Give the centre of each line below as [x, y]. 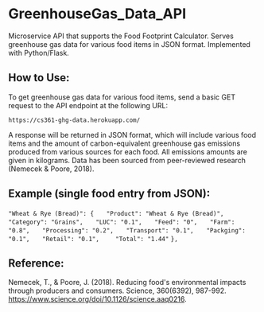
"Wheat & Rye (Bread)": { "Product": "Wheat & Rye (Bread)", [116, 213]
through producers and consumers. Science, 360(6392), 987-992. [117, 291]
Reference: [36, 263]
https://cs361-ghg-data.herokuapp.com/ [74, 120]
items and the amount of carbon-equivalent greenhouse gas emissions [124, 143]
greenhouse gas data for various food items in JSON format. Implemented [129, 44]
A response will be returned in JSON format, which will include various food [132, 135]
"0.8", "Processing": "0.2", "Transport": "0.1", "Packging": [127, 230]
